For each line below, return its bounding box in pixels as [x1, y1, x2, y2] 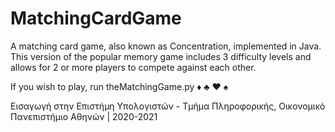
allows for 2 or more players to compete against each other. [10, 61, 257, 73]
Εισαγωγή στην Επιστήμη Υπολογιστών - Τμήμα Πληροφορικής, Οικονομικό [10, 100, 326, 112]
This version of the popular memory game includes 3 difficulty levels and [10, 50, 312, 62]
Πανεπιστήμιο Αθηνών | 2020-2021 [10, 110, 158, 122]
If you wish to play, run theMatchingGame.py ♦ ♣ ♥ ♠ [10, 80, 229, 92]
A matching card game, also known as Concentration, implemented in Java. [10, 40, 322, 52]
